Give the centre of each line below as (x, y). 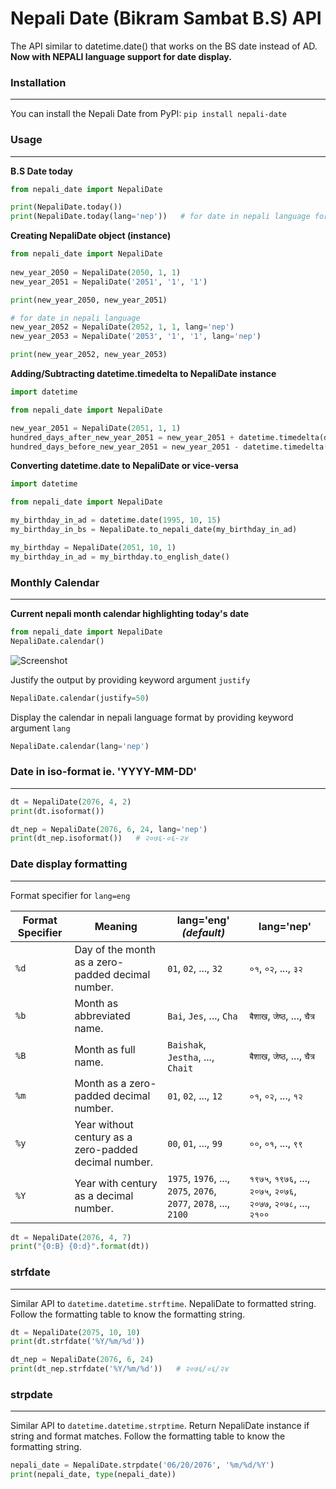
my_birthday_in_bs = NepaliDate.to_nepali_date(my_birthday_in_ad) (154, 530)
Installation (38, 82)
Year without (104, 1124)
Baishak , (187, 1044)
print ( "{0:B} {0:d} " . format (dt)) (80, 1247)
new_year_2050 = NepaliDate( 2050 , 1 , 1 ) (96, 272)
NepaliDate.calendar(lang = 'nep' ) (80, 746)
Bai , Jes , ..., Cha (202, 1015)
